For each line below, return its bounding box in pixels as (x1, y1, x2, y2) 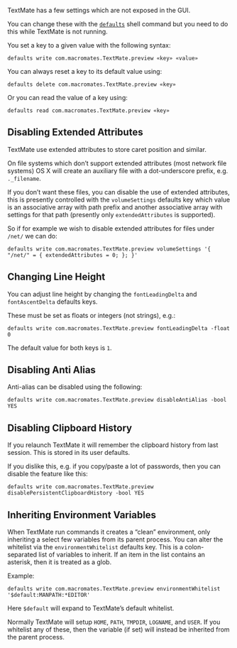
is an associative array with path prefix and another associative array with (7, 202, 223, 212)
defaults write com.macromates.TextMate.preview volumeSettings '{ (7, 245, 211, 253)
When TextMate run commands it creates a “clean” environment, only (7, 528, 211, 537)
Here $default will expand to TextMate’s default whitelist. (7, 604, 175, 613)
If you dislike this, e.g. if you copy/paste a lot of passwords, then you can (7, 462, 221, 471)
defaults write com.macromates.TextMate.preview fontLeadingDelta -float (7, 324, 231, 332)
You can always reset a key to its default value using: (7, 67, 162, 75)
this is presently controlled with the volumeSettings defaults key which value (7, 195, 231, 204)
